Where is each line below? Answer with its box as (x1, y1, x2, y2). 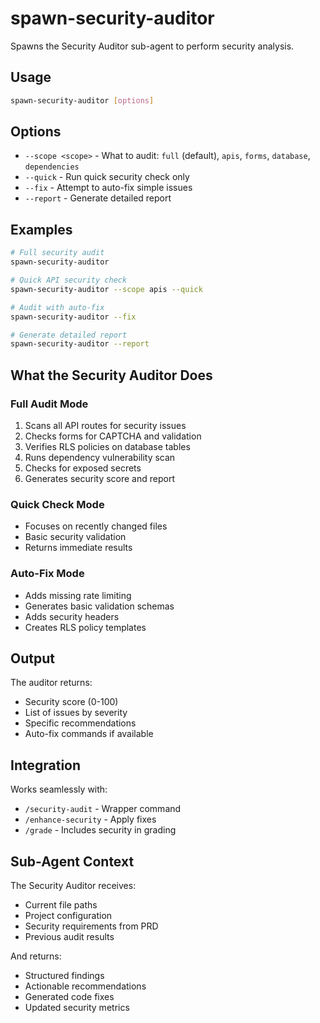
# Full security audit (10, 248, 105, 258)
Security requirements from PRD (24, 920, 159, 932)
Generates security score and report (24, 472, 175, 484)
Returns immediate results (24, 542, 133, 554)
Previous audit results (24, 930, 115, 942)
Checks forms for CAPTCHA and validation (24, 430, 202, 442)
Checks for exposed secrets (24, 462, 142, 474)
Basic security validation (24, 531, 127, 543)
